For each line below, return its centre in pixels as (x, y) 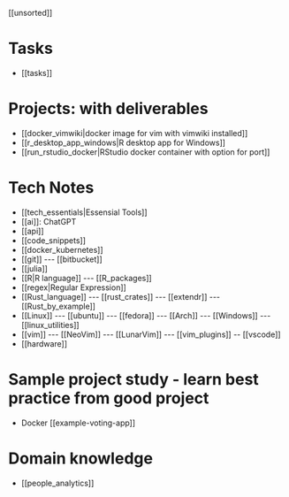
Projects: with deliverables (108, 109)
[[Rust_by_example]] (58, 306)
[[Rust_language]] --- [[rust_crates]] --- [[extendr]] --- (121, 296)
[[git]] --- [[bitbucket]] (61, 259)
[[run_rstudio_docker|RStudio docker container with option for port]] (145, 152)
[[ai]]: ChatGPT (49, 221)
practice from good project (109, 398)
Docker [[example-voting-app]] (78, 423)
